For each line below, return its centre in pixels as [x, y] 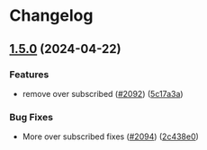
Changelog [51, 16]
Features [29, 75]
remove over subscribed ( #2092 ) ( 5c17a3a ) [103, 93]
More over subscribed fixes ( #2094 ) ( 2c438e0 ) [111, 137]
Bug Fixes [31, 117]
